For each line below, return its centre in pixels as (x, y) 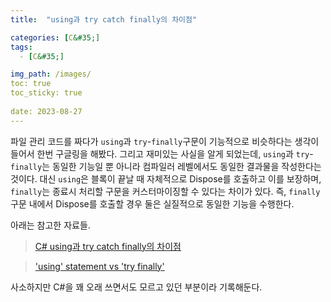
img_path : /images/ (51, 74)
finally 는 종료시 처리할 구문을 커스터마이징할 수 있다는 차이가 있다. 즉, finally (165, 191)
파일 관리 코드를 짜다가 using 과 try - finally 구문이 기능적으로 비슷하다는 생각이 (165, 141)
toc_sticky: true (46, 93)
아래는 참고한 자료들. (50, 225)
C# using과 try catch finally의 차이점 (108, 246)
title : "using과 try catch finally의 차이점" (104, 19)
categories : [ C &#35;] (55, 37)
